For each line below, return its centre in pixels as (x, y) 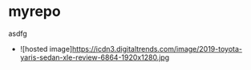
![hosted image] (46, 49)
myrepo (35, 12)
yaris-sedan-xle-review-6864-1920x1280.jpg (95, 57)
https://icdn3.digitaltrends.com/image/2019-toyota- (157, 49)
